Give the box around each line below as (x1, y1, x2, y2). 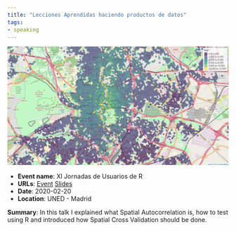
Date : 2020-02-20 (17, 187, 72, 195)
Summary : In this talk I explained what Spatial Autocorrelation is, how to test (7, 208, 228, 216)
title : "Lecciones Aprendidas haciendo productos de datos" (7, 11, 188, 18)
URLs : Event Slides (17, 179, 72, 187)
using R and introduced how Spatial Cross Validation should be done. (7, 215, 207, 224)
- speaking (7, 26, 39, 33)
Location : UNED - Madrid (17, 194, 92, 203)
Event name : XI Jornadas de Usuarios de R (17, 172, 143, 180)
